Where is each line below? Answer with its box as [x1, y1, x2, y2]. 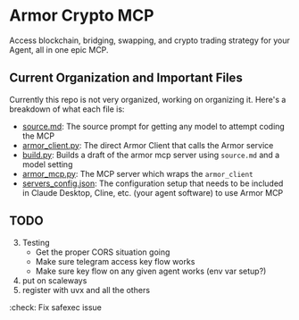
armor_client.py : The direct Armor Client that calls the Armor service [21, 139, 274, 150]
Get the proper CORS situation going [35, 247, 170, 257]
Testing [21, 237, 51, 248]
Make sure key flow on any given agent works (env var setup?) [35, 265, 267, 276]
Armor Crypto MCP [9, 5, 154, 26]
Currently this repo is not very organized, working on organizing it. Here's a [9, 94, 287, 105]
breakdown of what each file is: [9, 104, 125, 114]
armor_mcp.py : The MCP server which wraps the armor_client [21, 168, 253, 179]
